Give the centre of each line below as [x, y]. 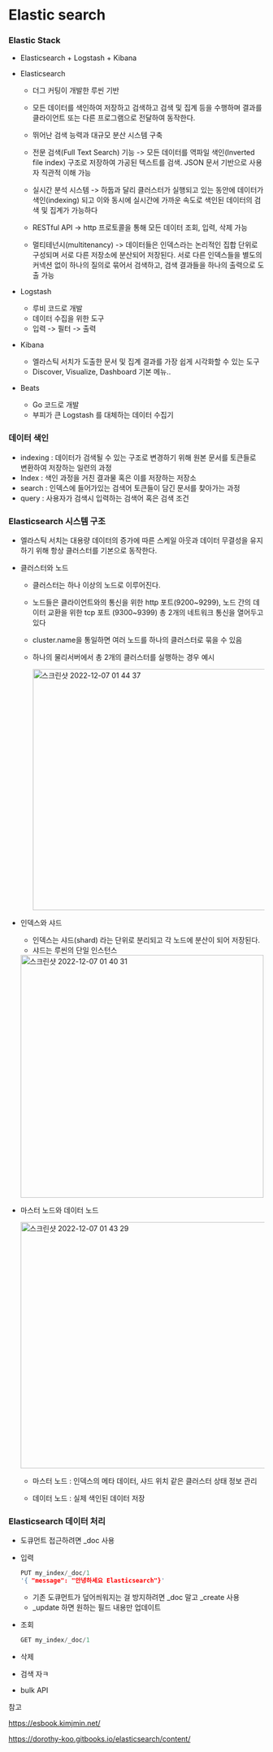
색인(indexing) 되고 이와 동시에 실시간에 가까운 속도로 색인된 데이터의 [143, 200]
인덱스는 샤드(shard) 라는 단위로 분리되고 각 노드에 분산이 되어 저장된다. [146, 940]
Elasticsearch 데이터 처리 [57, 1521]
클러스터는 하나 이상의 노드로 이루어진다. [96, 585]
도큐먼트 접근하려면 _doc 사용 [67, 1541]
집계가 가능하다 [74, 210]
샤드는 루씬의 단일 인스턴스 [75, 950]
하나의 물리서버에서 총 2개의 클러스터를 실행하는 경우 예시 [123, 657]
